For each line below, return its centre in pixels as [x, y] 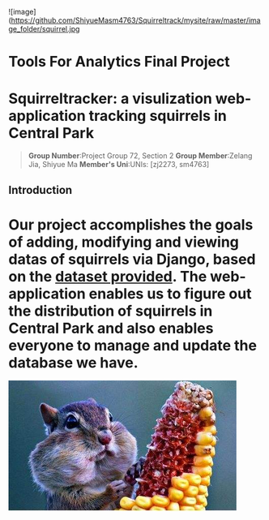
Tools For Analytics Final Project [119, 62]
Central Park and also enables [111, 328]
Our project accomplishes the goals [131, 224]
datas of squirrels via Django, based [132, 259]
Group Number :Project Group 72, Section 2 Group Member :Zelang [140, 156]
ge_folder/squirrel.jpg [44, 29]
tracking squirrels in [158, 116]
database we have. [73, 362]
